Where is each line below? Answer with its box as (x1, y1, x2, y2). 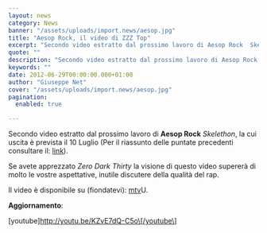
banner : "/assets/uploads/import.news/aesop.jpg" (8, 26, 176, 34)
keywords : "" (8, 64, 52, 72)
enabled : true (15, 100, 62, 108)
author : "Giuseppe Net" (8, 78, 87, 86)
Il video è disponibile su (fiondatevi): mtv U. (8, 185, 149, 195)
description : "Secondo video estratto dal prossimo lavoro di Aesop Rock (8, 56, 258, 64)
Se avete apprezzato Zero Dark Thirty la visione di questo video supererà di (8, 161, 257, 171)
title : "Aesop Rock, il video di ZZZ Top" (8, 33, 151, 42)
